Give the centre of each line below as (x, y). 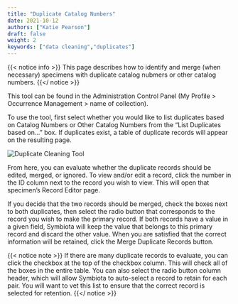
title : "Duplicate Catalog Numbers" (61, 14)
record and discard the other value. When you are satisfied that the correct (117, 234)
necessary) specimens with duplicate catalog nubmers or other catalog (112, 75)
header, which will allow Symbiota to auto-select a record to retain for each (117, 278)
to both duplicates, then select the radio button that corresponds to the (111, 211)
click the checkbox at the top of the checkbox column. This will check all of (118, 263)
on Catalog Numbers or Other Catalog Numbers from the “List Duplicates (114, 125)
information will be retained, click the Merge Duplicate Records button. (111, 241)
